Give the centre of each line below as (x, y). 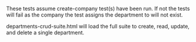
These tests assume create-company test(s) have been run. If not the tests (98, 9)
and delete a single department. (45, 33)
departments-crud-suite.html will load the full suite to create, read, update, (98, 26)
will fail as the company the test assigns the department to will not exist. (94, 15)
